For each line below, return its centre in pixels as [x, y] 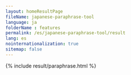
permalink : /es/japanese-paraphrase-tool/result [65, 33]
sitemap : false [24, 49]
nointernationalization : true [42, 44]
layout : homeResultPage [34, 11]
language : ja [21, 22]
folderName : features [33, 28]
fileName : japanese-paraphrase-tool [50, 17]
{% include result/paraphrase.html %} [51, 66]
